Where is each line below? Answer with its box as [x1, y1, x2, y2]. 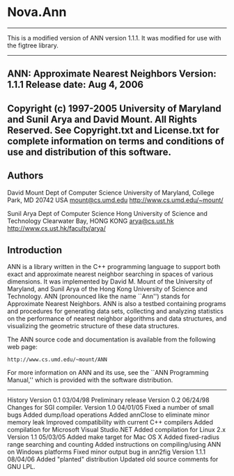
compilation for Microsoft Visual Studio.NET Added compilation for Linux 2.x [7, 426, 226, 434]
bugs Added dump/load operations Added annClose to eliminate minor [7, 410, 210, 419]
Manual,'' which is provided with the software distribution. [7, 376, 173, 384]
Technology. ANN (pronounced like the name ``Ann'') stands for [7, 292, 190, 300]
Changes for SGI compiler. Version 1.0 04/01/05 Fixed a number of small [7, 404, 214, 412]
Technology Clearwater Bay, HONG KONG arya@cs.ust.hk [7, 217, 174, 225]
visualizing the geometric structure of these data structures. [7, 322, 180, 330]
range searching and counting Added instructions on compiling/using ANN [7, 440, 221, 449]
